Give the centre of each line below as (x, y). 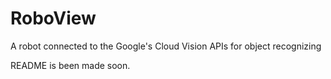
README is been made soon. (70, 65)
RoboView (53, 18)
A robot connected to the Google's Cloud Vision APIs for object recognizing (166, 46)
